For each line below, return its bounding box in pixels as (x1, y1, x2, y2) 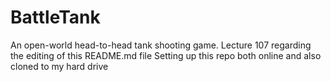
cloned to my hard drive (10, 60, 109, 72)
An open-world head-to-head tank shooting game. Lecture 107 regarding (10, 39, 312, 51)
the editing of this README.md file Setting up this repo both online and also (10, 49, 322, 61)
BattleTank (10, 6, 101, 29)
